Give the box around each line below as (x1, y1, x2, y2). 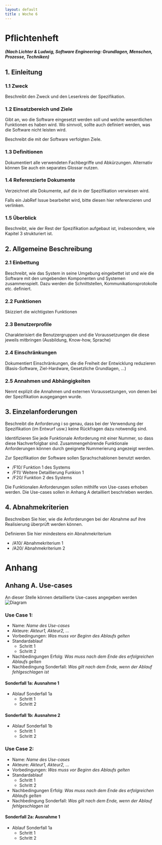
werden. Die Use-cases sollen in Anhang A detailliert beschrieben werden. (5, 489, 153, 495)
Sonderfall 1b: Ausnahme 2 (5, 712, 60, 718)
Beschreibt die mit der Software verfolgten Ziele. (5, 136, 102, 142)
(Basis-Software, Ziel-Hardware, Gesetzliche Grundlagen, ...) (5, 365, 127, 371)
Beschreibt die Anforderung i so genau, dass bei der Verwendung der (5, 421, 144, 426)
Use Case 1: (5, 612, 33, 618)
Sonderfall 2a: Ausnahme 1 (5, 814, 60, 820)
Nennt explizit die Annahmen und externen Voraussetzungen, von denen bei (5, 389, 157, 394)
